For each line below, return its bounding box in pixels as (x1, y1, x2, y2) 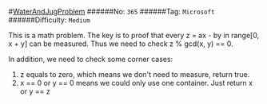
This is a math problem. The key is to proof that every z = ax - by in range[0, (8, 31, 260, 40)
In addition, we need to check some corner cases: (8, 55, 173, 64)
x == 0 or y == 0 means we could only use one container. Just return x (19, 79, 253, 87)
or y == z (19, 87, 50, 96)
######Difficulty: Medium (8, 15, 90, 25)
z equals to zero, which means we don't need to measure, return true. (19, 70, 250, 79)
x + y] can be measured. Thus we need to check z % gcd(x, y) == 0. (8, 39, 233, 48)
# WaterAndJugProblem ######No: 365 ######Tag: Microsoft (8, 7, 215, 16)
